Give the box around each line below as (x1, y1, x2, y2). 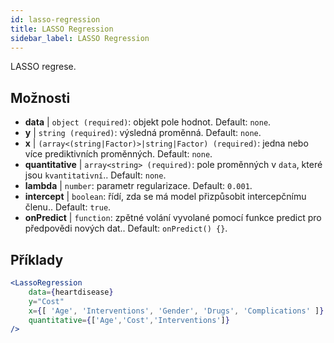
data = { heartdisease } (28, 287, 114, 297)
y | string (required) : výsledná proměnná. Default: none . (24, 127, 262, 139)
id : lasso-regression (10, 14, 101, 25)
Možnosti (10, 89, 71, 106)
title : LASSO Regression (10, 24, 114, 34)
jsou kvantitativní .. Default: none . (24, 169, 167, 181)
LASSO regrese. (10, 61, 77, 73)
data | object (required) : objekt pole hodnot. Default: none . (24, 116, 272, 128)
